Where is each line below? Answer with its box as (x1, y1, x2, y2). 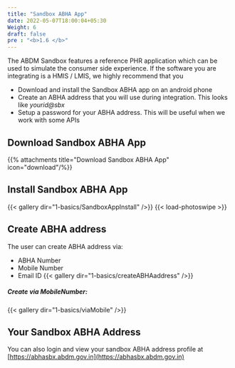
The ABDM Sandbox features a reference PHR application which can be (7, 56, 218, 65)
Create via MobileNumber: (7, 287, 88, 296)
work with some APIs (17, 116, 80, 125)
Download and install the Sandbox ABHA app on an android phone (17, 86, 213, 94)
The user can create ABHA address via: (7, 242, 123, 250)
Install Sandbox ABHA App (7, 183, 128, 196)
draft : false (7, 30, 46, 38)
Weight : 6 (7, 24, 37, 31)
